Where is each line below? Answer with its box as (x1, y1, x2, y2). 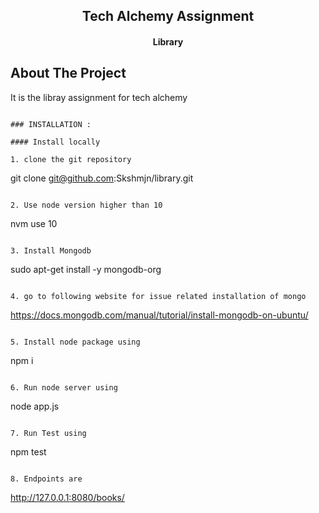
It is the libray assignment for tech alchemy (10, 91, 188, 103)
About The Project (10, 65, 127, 82)
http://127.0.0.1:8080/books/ (10, 491, 125, 503)
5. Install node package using (10, 337, 141, 347)
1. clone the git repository (10, 154, 132, 164)
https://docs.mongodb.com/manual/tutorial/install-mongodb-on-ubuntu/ (10, 309, 309, 321)
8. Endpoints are (10, 474, 83, 484)
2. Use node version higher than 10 (10, 200, 163, 210)
